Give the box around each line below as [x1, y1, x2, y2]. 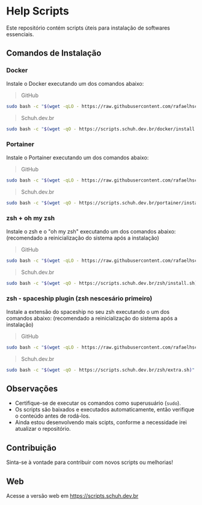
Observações [6, 383, 58, 393]
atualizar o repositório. [14, 425, 71, 433]
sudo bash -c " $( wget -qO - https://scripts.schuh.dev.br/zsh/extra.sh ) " [6, 367, 195, 373]
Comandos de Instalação [6, 48, 102, 59]
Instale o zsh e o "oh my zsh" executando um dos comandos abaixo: [6, 227, 176, 235]
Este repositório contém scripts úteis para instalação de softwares [6, 24, 170, 31]
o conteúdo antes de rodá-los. [14, 412, 90, 420]
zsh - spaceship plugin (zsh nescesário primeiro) [6, 294, 153, 303]
